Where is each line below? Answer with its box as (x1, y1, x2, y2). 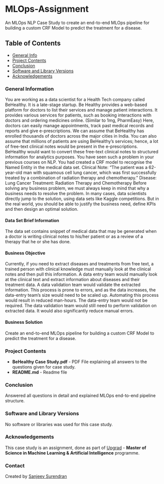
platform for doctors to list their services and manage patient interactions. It (5, 107, 158, 113)
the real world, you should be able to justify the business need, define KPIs (5, 201, 156, 207)
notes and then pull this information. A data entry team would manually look (5, 271, 158, 277)
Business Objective (5, 250, 46, 256)
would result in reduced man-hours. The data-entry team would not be (5, 297, 148, 303)
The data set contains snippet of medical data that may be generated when (5, 228, 157, 234)
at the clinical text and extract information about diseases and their (5, 277, 140, 283)
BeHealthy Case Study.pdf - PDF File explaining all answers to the (12, 359, 147, 365)
